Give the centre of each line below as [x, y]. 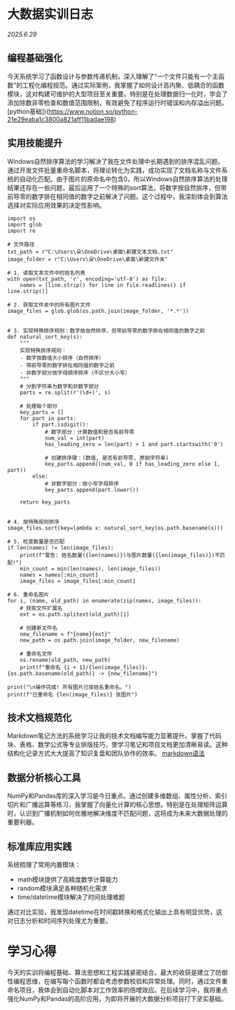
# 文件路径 [21, 244]
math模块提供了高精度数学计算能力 [67, 880]
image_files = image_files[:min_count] [78, 581]
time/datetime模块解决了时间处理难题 [71, 897]
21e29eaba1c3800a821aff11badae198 [61, 119]
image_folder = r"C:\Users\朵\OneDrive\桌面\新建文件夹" [88, 259]
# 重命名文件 [36, 654]
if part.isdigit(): [61, 424]
